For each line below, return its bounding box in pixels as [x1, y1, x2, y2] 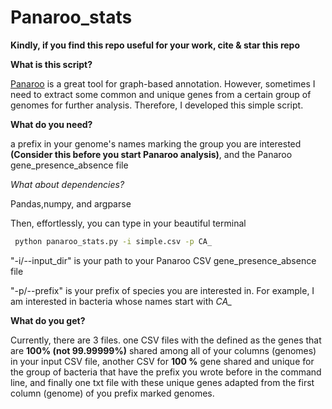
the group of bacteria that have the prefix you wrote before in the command [10, 366, 322, 378]
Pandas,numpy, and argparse [10, 197, 132, 210]
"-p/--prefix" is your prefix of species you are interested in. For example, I [10, 284, 315, 296]
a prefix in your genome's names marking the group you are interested [10, 137, 302, 150]
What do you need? [10, 118, 93, 130]
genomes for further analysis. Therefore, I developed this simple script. [10, 99, 304, 111]
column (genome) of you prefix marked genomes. [10, 387, 215, 399]
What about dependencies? [10, 178, 125, 190]
